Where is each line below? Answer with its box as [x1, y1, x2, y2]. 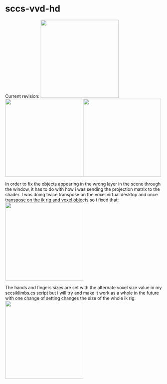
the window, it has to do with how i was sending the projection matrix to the [5, 186, 161, 192]
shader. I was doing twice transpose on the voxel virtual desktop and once [5, 191, 158, 197]
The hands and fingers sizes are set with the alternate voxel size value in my [5, 284, 162, 290]
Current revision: [5, 93, 40, 99]
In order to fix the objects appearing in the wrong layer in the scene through [5, 181, 161, 187]
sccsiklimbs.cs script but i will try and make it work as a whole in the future [5, 290, 160, 296]
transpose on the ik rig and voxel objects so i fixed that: [5, 197, 119, 203]
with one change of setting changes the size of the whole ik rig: [5, 295, 136, 301]
